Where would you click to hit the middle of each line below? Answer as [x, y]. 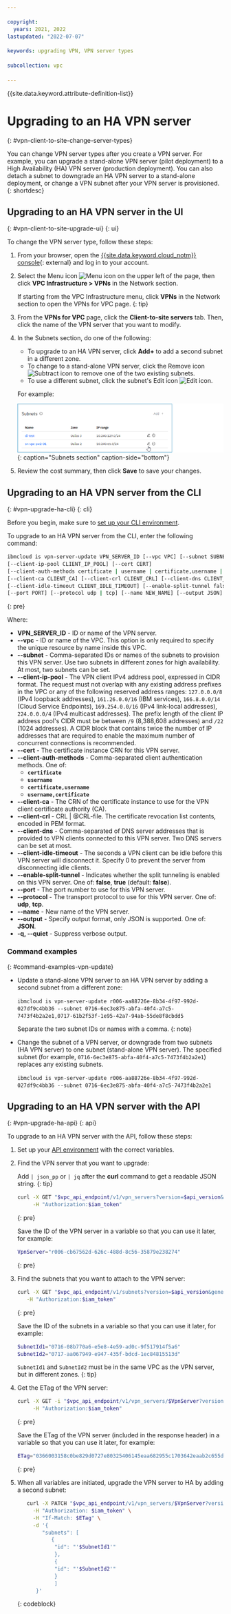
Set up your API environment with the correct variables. [96, 1150]
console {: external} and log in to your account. [83, 263]
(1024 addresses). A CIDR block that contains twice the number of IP [114, 729]
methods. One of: [42, 765]
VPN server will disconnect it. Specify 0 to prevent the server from [111, 860]
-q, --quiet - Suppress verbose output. [72, 934]
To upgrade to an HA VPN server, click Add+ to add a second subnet [125, 351]
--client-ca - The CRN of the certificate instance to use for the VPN [113, 802]
